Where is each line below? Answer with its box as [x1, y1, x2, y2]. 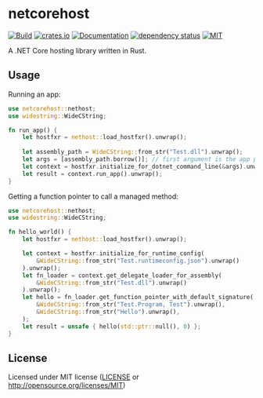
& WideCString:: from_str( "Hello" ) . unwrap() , [36, 308, 180, 316]
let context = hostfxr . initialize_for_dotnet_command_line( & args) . [22, 162, 247, 170]
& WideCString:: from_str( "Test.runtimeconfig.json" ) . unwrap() [36, 257, 240, 265]
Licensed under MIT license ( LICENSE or [8, 372, 139, 382]
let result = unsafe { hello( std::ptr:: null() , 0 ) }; [22, 323, 201, 330]
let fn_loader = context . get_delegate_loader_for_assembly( [22, 272, 222, 279]
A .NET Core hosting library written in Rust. [8, 46, 147, 55]
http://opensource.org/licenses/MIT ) [8, 381, 126, 390]
